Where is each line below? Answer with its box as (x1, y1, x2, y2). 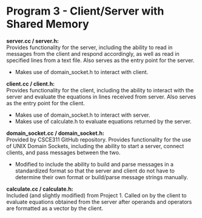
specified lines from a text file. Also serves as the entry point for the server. (6, 56, 195, 64)
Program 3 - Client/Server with (6, 4, 164, 18)
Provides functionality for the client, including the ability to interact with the (6, 86, 194, 94)
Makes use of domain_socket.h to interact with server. (15, 111, 150, 118)
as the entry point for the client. (6, 99, 85, 107)
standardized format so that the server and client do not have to (15, 167, 175, 174)
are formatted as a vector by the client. (6, 205, 104, 212)
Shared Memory (6, 17, 89, 31)
